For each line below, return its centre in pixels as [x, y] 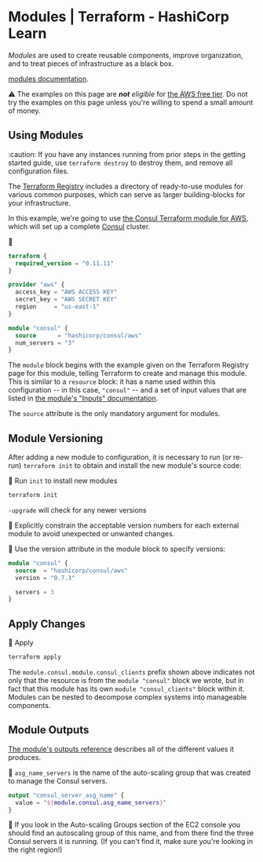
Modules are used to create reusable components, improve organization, [126, 55]
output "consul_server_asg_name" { [66, 795]
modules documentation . [48, 79]
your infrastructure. [40, 203]
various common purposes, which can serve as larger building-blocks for [127, 194]
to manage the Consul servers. [58, 780]
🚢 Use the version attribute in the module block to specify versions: [117, 549]
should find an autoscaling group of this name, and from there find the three [131, 833]
